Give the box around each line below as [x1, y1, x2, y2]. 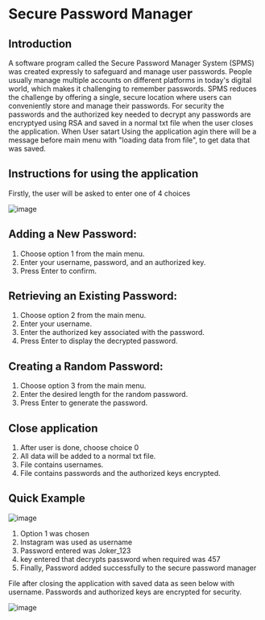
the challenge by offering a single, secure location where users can [8, 93, 232, 101]
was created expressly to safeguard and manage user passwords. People [8, 67, 252, 76]
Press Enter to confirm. [19, 266, 97, 275]
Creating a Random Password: [8, 359, 164, 373]
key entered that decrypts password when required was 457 [19, 554, 221, 564]
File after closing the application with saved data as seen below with [8, 578, 235, 588]
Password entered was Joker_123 [19, 545, 131, 556]
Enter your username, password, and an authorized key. [19, 257, 206, 267]
